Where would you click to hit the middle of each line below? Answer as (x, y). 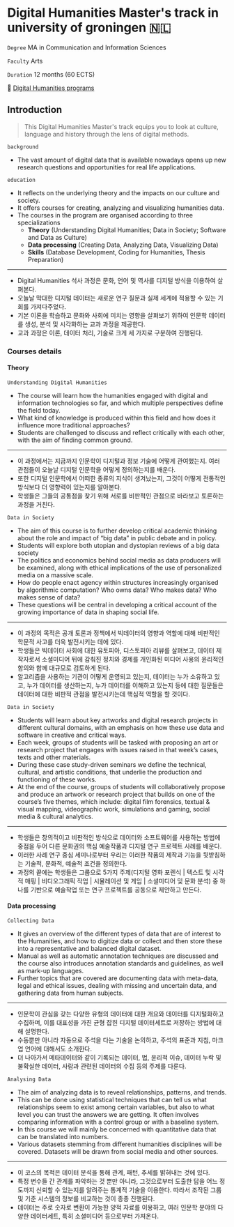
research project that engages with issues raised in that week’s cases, (118, 749)
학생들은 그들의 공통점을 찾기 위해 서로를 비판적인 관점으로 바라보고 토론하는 (120, 496)
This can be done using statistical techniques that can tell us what (112, 1100)
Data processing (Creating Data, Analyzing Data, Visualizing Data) (123, 245)
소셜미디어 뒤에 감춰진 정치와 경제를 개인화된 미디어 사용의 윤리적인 (133, 659)
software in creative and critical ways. (72, 735)
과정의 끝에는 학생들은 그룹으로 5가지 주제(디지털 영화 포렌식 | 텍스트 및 (114, 872)
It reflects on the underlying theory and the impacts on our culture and (118, 192)
